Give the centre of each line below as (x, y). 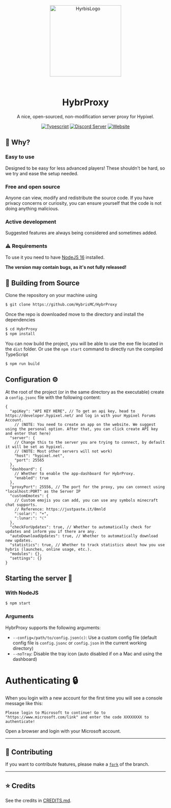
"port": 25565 (29, 460)
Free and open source (33, 186)
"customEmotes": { (30, 496)
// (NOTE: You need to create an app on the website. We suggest (85, 424)
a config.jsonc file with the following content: (53, 397)
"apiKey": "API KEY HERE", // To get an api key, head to (73, 411)
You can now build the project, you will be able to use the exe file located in (84, 343)
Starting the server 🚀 (39, 578)
